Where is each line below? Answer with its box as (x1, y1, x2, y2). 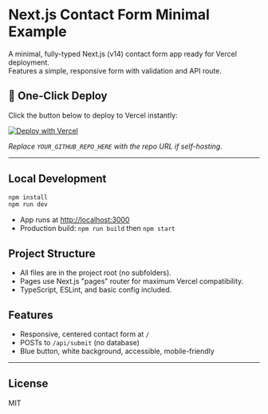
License (8, 377, 49, 391)
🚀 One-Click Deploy (8, 90, 108, 103)
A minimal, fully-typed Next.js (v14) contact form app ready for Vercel (8, 49, 238, 58)
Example (8, 22, 67, 41)
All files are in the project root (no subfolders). (19, 268, 171, 277)
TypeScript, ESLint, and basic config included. (19, 285, 172, 295)
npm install (8, 193, 48, 201)
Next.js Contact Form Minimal (8, 6, 210, 24)
